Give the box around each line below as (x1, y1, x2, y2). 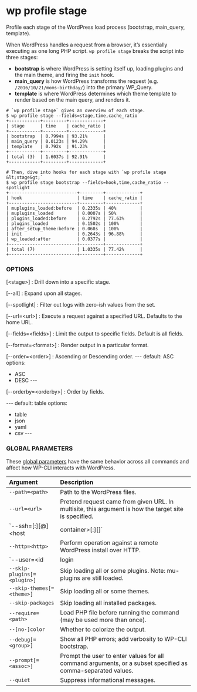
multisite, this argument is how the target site (60, 505, 184, 513)
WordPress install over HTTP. (60, 546, 141, 554)
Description (60, 478, 94, 486)
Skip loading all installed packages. (60, 599, 157, 607)
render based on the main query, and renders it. (14, 96, 131, 103)
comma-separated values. (60, 666, 134, 674)
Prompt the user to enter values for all (60, 651, 164, 660)
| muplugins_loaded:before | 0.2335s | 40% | (6, 205, 143, 211)
